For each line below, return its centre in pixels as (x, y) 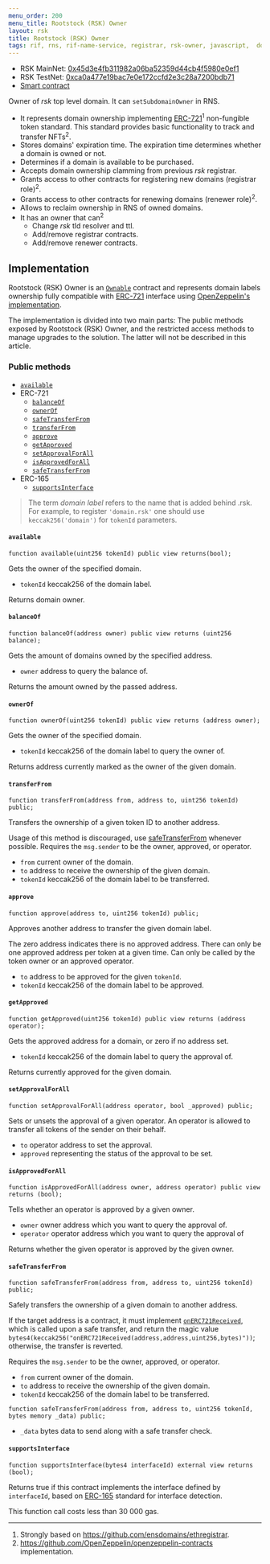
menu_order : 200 (35, 16)
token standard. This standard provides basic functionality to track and (137, 126)
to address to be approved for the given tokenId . (101, 976)
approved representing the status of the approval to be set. (116, 1153)
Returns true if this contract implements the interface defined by (115, 1487)
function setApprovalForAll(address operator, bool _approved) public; (131, 1106)
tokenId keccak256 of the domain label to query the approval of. (127, 1056)
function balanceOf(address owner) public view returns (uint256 (120, 633)
